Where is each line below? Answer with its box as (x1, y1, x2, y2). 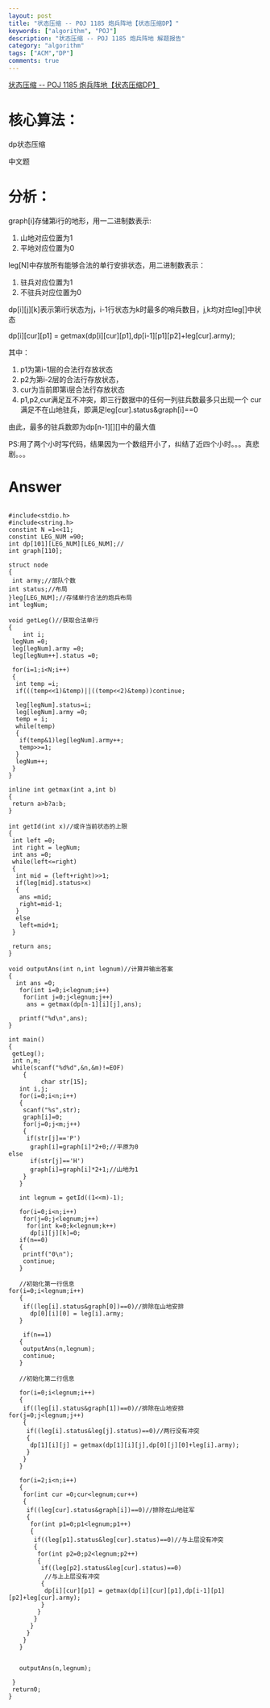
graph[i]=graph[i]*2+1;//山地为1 (29, 1166, 139, 1174)
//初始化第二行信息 (19, 1374, 75, 1382)
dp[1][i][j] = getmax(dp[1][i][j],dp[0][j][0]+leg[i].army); (29, 1440, 240, 1449)
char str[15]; (40, 1078, 89, 1086)
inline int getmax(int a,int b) (8, 785, 117, 794)
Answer (8, 477, 62, 496)
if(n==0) (19, 1236, 48, 1244)
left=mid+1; (19, 920, 60, 929)
